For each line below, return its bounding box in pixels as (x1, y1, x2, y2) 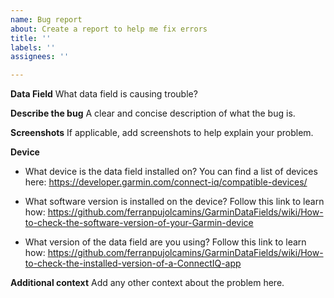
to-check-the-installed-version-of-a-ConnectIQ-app (24, 257, 242, 270)
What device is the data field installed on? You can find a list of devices (24, 166, 318, 178)
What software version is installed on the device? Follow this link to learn (24, 196, 325, 208)
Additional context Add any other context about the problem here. (10, 277, 285, 289)
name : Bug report (10, 14, 83, 25)
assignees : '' (10, 52, 70, 62)
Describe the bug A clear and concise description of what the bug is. (10, 107, 296, 120)
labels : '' (10, 42, 56, 53)
